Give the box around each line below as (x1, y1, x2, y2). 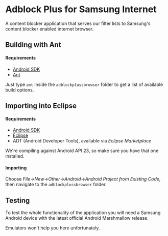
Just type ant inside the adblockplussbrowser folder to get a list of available (5, 81, 163, 87)
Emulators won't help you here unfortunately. (5, 225, 100, 231)
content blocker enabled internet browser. (5, 25, 93, 32)
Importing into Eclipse (5, 101, 77, 110)
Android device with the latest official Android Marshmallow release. (5, 215, 149, 221)
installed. (5, 153, 25, 159)
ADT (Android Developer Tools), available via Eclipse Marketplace (12, 138, 152, 144)
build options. (5, 86, 34, 93)
